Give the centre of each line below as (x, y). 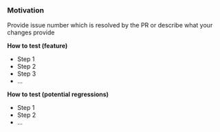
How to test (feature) (37, 46)
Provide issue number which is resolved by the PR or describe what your (110, 25)
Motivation (26, 10)
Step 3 (26, 74)
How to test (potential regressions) (58, 94)
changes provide (31, 32)
